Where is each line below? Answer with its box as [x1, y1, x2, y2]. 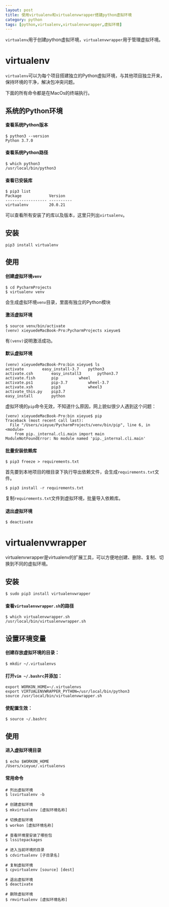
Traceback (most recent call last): [5, 418, 84, 423]
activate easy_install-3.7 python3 [5, 367, 104, 372]
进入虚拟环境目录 [5, 747, 42, 753]
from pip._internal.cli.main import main [14, 431, 104, 437]
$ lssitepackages [5, 838, 43, 843]
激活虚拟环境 [5, 312, 32, 318]
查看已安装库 [5, 177, 32, 183]
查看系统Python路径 [5, 150, 48, 156]
